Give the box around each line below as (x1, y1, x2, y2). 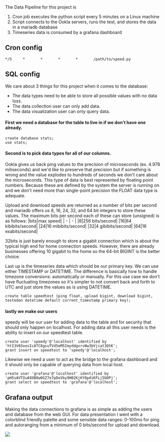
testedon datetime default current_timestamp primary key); (5, 298, 132, 303)
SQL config (5, 70, 40, 78)
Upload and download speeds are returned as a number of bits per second (5, 202, 157, 208)
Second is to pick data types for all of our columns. (5, 150, 112, 157)
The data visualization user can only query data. (12, 108, 110, 114)
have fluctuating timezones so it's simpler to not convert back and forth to (5, 279, 155, 285)
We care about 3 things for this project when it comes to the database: (5, 83, 148, 89)
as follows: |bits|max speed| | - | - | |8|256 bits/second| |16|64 (5, 218, 132, 224)
